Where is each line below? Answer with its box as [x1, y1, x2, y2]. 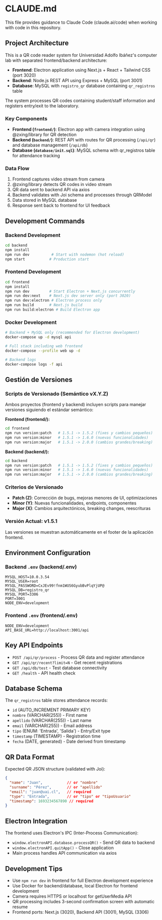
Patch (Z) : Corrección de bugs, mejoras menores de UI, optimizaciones [12, 495, 158, 501]
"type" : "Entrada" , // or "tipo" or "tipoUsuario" [9, 794, 131, 799]
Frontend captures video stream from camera [12, 176, 105, 182]
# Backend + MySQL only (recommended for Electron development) [5, 330, 140, 335]
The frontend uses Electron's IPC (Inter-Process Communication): [5, 830, 139, 836]
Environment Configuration [5, 549, 91, 557]
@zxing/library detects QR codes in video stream [12, 182, 112, 187]
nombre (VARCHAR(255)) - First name [12, 712, 88, 718]
